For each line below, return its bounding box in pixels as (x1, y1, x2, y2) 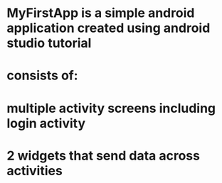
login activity (6, 115, 86, 131)
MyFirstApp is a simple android (6, 5, 195, 21)
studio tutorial (6, 35, 92, 51)
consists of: (6, 67, 79, 84)
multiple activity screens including (6, 100, 216, 116)
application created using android (6, 20, 211, 36)
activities (6, 162, 63, 179)
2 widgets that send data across (6, 148, 201, 164)
